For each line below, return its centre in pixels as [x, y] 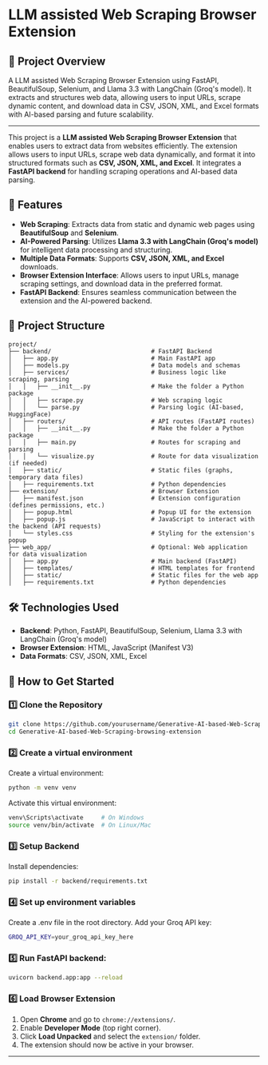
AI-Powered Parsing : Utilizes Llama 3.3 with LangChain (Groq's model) [139, 241]
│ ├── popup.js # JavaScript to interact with [132, 519]
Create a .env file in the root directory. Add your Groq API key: [110, 923]
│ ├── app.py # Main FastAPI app [112, 358]
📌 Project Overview [57, 61]
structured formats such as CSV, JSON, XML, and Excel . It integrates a [125, 163]
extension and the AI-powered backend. [86, 301]
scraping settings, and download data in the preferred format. [121, 283]
